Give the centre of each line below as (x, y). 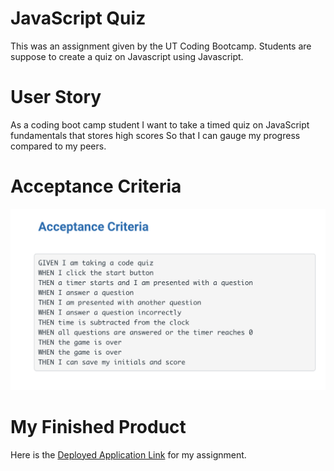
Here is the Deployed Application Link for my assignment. (128, 454)
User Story (56, 97)
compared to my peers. (58, 146)
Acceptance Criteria (96, 186)
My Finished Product (98, 426)
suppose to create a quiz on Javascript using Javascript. (127, 56)
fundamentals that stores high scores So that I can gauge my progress (155, 135)
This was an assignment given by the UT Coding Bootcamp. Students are (161, 46)
